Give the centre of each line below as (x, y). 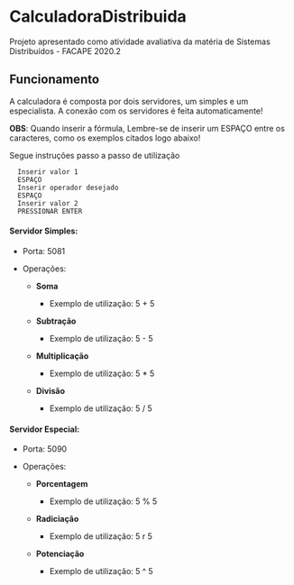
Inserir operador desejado (68, 187)
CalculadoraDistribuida (98, 17)
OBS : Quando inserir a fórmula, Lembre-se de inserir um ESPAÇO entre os (147, 128)
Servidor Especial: (45, 429)
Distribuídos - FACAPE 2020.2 (65, 50)
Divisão (51, 390)
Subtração (56, 321)
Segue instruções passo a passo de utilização (95, 155)
